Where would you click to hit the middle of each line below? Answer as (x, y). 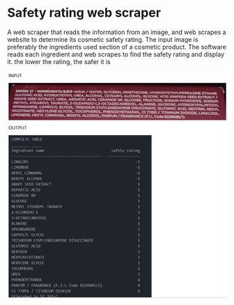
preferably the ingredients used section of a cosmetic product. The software (117, 47)
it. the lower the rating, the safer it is (59, 61)
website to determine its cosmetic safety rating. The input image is (103, 39)
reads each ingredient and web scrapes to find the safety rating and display (116, 54)
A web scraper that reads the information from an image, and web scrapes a (117, 32)
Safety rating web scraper (84, 13)
